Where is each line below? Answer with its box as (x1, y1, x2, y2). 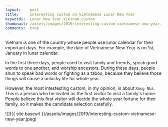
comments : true (5, 26, 39, 31)
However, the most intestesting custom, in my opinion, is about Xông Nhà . (5, 85, 155, 91)
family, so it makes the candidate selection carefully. (5, 101, 113, 107)
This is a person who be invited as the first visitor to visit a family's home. (5, 91, 156, 97)
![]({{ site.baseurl (5, 111, 40, 117)
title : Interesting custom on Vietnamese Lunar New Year (5, 12, 135, 17)
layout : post (5, 7, 39, 12)
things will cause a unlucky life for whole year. (5, 76, 100, 82)
